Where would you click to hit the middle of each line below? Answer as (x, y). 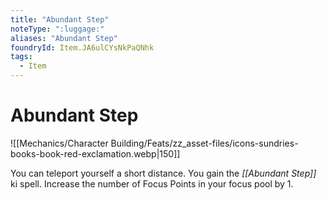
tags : (21, 57)
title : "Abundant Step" (60, 19)
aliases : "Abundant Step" (64, 38)
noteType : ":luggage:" (57, 29)
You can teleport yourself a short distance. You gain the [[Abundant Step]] (163, 173)
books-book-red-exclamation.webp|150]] (95, 153)
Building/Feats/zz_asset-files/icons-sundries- (204, 143)
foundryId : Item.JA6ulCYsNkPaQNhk (82, 47)
